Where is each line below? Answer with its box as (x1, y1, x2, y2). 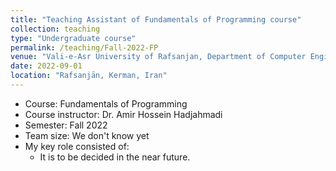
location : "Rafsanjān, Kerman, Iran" (10, 71, 168, 81)
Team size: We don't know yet (24, 129, 150, 141)
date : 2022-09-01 (10, 61, 83, 71)
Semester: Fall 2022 (24, 119, 108, 131)
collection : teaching (10, 24, 101, 34)
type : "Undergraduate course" (10, 33, 137, 43)
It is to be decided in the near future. (39, 151, 191, 163)
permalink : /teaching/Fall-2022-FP (10, 42, 159, 53)
